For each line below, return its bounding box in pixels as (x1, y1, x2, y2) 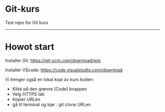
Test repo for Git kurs (5, 20, 48, 25)
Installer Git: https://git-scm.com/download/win (5, 57, 101, 63)
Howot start (5, 42, 55, 52)
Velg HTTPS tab (12, 91, 45, 97)
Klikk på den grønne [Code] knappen (12, 86, 87, 91)
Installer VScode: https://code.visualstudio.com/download (5, 67, 123, 73)
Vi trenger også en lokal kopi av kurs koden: (5, 76, 94, 82)
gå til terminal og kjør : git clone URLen (12, 101, 91, 107)
